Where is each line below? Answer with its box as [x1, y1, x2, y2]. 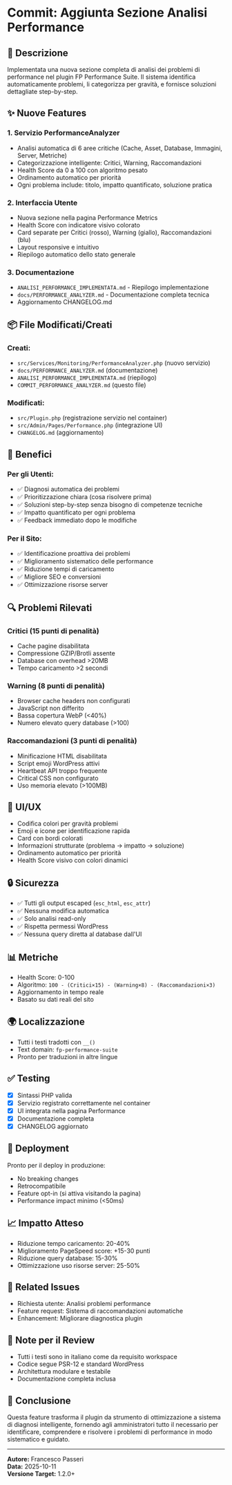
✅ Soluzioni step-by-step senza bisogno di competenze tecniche [17, 500, 203, 509]
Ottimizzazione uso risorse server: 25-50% [17, 1261, 140, 1269]
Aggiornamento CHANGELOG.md [17, 298, 113, 306]
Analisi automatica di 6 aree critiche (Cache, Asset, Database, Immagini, [17, 144, 223, 152]
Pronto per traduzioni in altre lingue [17, 1052, 118, 1061]
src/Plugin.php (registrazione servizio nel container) [17, 413, 168, 422]
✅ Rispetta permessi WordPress [17, 922, 108, 931]
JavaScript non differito [17, 704, 85, 713]
